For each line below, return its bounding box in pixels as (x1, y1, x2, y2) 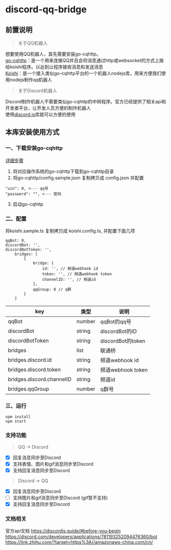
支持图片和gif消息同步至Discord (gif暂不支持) (12, 494, 108, 501)
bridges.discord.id (8, 356, 52, 363)
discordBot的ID (100, 328, 137, 335)
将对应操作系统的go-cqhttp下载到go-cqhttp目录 (12, 168, 114, 174)
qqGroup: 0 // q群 (32, 287, 72, 292)
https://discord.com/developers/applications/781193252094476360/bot (5, 534, 158, 540)
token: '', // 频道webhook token (42, 271, 112, 276)
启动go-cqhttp (12, 201, 44, 207)
